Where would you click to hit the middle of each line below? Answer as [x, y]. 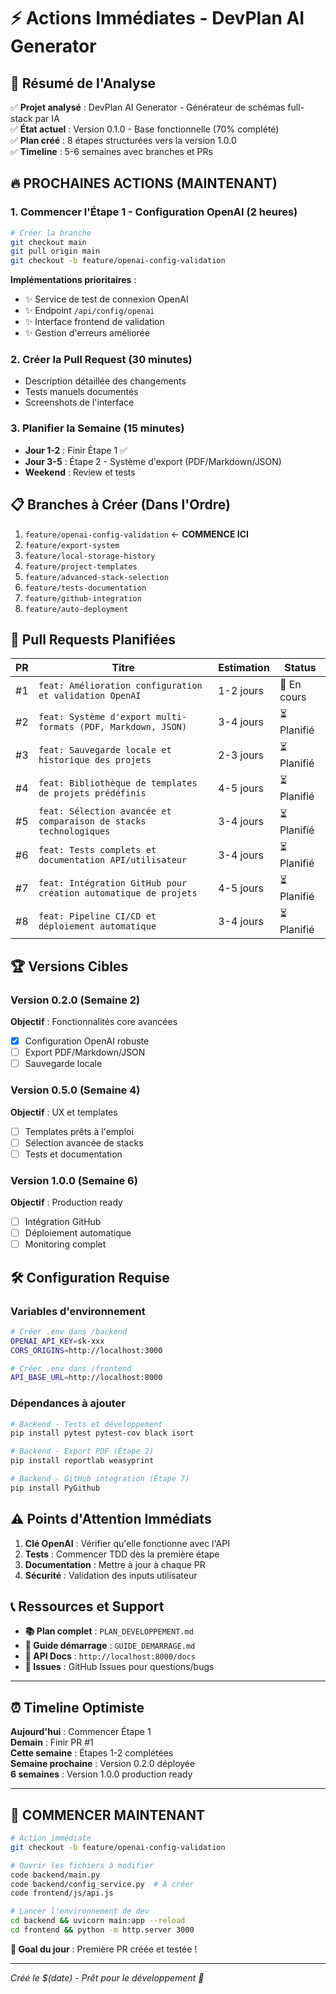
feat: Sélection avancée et [105, 811]
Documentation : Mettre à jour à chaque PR [115, 1564]
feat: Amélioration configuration [120, 686]
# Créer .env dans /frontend [71, 1368]
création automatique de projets [118, 893]
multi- [172, 716]
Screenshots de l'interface [79, 402]
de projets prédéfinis [92, 793]
